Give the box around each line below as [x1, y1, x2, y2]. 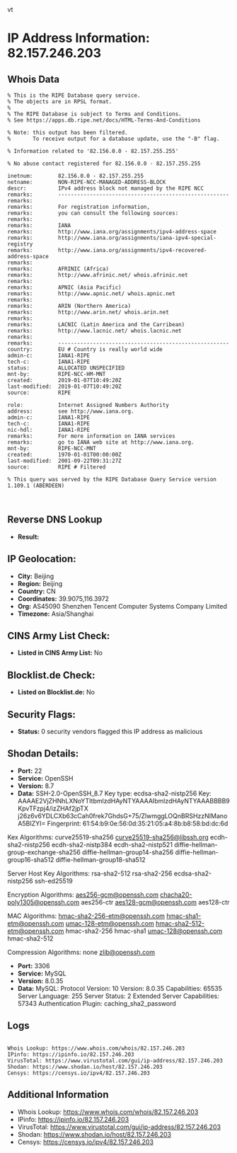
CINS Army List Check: [7, 630, 110, 642]
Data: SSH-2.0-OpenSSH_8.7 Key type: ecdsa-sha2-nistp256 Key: [17, 788, 212, 798]
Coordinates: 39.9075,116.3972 [17, 594, 110, 603]
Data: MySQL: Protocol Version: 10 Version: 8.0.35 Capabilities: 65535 [17, 984, 223, 992]
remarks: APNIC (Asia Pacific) [7, 284, 122, 291]
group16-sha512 [7, 855, 54, 864]
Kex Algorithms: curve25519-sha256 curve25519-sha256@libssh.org [7, 832, 209, 841]
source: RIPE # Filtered [7, 464, 106, 471]
